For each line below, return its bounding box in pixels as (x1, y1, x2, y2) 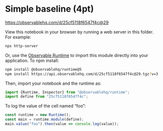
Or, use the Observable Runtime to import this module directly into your (5, 52, 148, 58)
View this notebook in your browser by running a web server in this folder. (5, 29, 154, 35)
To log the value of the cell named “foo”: (5, 103, 86, 109)
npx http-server (5, 43, 38, 48)
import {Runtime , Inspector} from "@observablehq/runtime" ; (5, 90, 130, 94)
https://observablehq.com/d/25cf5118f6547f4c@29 (5, 19, 109, 25)
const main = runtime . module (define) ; (5, 117, 84, 122)
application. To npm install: (5, 57, 60, 63)
